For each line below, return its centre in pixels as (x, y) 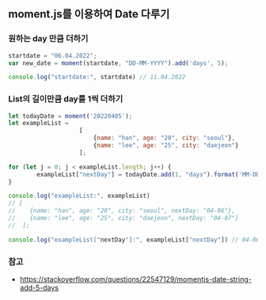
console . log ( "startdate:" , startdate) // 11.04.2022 (97, 78)
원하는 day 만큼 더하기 (48, 39)
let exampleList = (38, 123)
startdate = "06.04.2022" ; (53, 55)
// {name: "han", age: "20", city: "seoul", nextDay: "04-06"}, (122, 211)
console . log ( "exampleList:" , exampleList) (79, 196)
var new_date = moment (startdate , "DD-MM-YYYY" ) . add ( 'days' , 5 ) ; (118, 63)
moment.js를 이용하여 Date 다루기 (89, 14)
